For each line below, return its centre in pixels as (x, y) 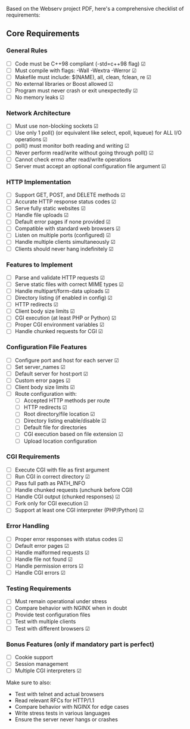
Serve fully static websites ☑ (50, 209)
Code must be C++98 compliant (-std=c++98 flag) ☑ (80, 63)
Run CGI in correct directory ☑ (52, 476)
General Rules (27, 51)
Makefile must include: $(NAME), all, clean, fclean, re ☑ (83, 77)
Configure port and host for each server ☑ (67, 360)
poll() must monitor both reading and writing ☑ (72, 146)
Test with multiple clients (45, 622)
